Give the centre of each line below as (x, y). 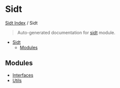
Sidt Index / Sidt (22, 23)
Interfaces (23, 75)
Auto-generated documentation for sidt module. (66, 32)
